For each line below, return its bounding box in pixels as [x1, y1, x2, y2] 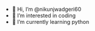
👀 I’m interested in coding [11, 12, 76, 19]
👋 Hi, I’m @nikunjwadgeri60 [11, 6, 82, 13]
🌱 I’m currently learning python [11, 18, 90, 25]
